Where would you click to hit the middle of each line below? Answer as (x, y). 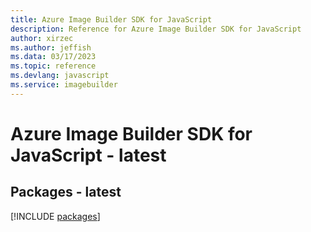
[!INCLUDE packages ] (55, 216)
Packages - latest (66, 192)
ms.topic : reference (53, 66)
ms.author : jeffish (51, 47)
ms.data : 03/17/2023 (53, 57)
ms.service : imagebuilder (64, 85)
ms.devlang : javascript (60, 76)
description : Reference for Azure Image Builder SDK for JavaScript (156, 29)
